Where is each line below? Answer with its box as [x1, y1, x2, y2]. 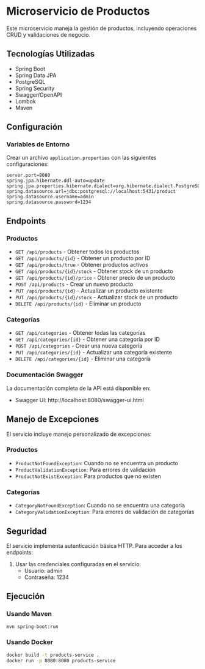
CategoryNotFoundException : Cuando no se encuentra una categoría [15, 502, 185, 509]
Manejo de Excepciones [6, 414, 99, 425]
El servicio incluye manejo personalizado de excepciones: [6, 430, 152, 438]
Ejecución [6, 591, 45, 602]
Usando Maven [6, 610, 52, 618]
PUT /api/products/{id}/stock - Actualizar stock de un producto [15, 294, 178, 301]
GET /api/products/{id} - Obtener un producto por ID [15, 255, 151, 262]
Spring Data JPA [15, 72, 57, 79]
